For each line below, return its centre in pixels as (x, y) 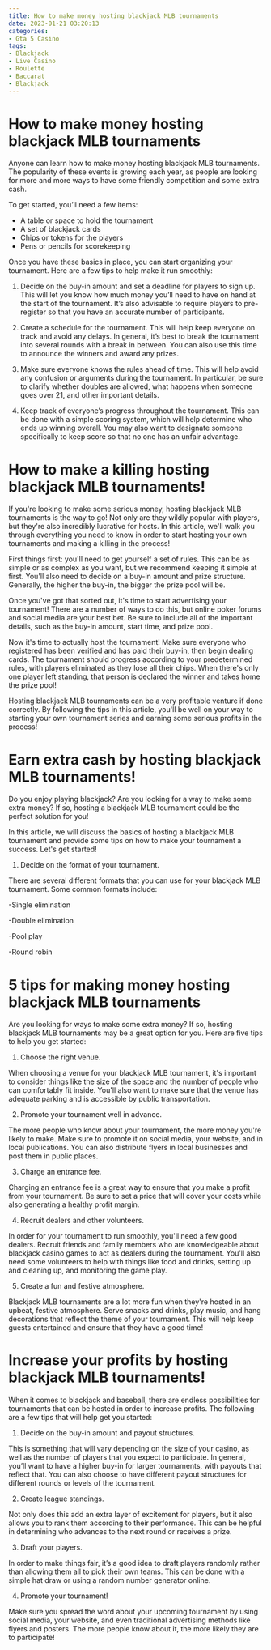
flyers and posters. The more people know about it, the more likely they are (133, 1629)
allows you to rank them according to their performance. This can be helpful (135, 1523)
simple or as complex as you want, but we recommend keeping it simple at (133, 568)
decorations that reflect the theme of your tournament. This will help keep (131, 1319)
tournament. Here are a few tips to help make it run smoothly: (110, 271)
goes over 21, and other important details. (89, 395)
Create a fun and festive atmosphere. (82, 1286)
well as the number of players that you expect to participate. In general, (127, 1457)
